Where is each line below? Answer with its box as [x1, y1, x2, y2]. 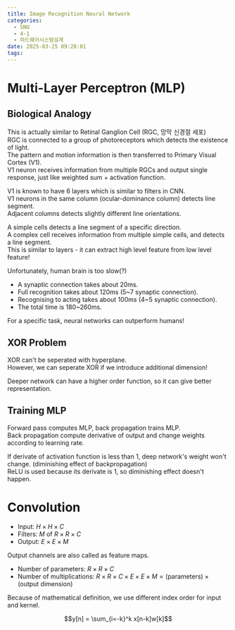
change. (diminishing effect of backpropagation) [7, 459, 148, 468]
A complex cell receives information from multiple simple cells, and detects [7, 230, 225, 238]
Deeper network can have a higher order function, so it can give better [7, 377, 212, 385]
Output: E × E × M [17, 538, 69, 546]
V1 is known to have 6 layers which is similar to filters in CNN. [7, 186, 186, 195]
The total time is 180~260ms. [17, 303, 102, 311]
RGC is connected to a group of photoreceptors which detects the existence [7, 135, 229, 144]
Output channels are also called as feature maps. [7, 551, 150, 559]
